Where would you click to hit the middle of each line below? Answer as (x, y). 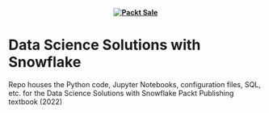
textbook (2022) (36, 102)
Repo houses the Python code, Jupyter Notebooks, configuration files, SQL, (134, 84)
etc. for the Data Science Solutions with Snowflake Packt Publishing (121, 93)
